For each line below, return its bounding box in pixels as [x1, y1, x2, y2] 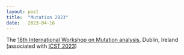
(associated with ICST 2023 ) [6, 42, 77, 50]
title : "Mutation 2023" [6, 14, 69, 20]
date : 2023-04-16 [6, 20, 55, 26]
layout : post [6, 8, 39, 15]
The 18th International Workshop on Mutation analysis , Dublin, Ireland [6, 36, 179, 44]
